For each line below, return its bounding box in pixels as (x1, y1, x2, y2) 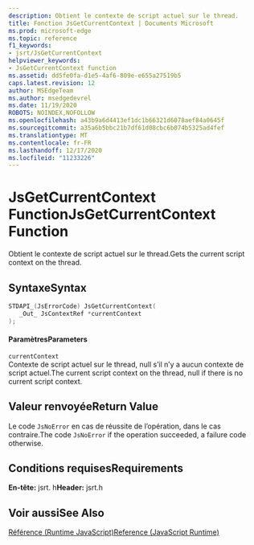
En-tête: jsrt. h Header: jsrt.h (8, 483, 103, 493)
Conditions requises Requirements (8, 461, 183, 475)
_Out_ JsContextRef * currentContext (18, 309, 142, 318)
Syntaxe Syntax (8, 281, 87, 294)
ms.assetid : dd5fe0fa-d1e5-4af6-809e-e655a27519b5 (8, 72, 182, 80)
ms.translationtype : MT (8, 131, 88, 139)
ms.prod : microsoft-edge (8, 27, 92, 35)
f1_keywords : (8, 42, 52, 50)
